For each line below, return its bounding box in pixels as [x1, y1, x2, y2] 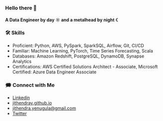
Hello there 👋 [5, 4, 37, 11]
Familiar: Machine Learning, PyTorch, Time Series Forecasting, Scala [12, 48, 153, 54]
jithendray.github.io [12, 100, 52, 106]
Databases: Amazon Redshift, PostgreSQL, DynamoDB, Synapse [12, 53, 145, 59]
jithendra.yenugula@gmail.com [12, 105, 76, 111]
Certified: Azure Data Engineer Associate [12, 69, 97, 75]
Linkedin [12, 95, 30, 101]
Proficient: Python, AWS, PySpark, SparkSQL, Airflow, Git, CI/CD [12, 42, 144, 49]
